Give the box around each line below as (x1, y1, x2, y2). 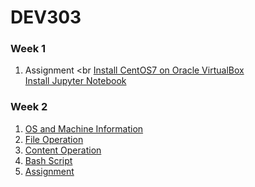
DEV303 (10, 6, 82, 29)
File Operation (24, 133, 84, 145)
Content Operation (24, 144, 102, 156)
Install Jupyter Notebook (24, 75, 127, 87)
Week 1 (10, 42, 47, 56)
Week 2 (10, 100, 48, 114)
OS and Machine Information (24, 122, 144, 135)
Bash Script (24, 154, 73, 166)
